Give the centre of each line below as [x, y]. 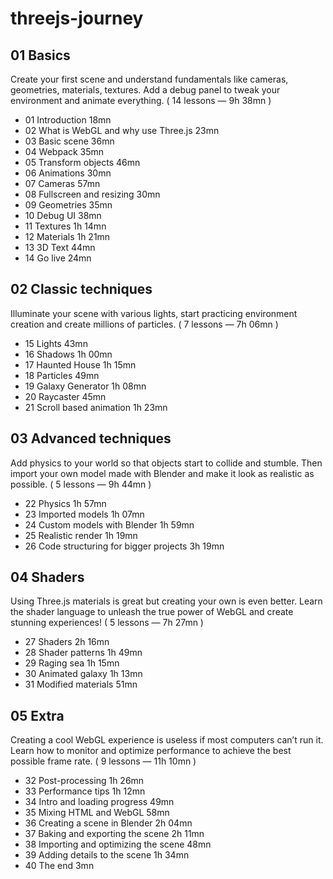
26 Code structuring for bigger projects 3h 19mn [124, 546]
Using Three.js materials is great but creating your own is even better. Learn [166, 601]
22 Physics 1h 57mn [65, 503]
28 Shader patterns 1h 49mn [83, 653]
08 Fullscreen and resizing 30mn [92, 194]
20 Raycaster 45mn [65, 396]
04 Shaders [47, 577]
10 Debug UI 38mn [63, 215]
